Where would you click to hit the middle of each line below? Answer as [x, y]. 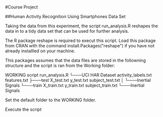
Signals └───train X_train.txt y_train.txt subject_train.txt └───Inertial [75, 85]
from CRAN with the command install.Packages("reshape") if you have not [80, 46]
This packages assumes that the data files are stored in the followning [75, 60]
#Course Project [21, 7]
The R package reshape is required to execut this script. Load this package [81, 40]
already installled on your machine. [40, 51]
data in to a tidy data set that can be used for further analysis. [67, 31]
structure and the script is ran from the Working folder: [60, 66]
